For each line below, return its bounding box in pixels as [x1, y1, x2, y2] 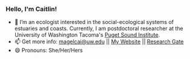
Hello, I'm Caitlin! [5, 5, 57, 13]
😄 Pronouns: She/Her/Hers [14, 47, 83, 54]
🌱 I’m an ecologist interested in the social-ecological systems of [14, 19, 174, 26]
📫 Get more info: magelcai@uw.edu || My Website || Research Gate [14, 38, 184, 45]
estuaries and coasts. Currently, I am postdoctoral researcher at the [14, 25, 183, 32]
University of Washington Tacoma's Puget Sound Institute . [14, 31, 160, 39]
